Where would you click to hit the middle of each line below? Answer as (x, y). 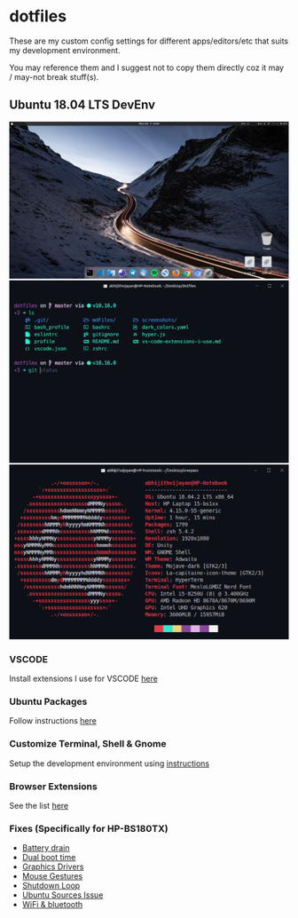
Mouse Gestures (52, 876)
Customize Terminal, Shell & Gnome (88, 744)
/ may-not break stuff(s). (54, 76)
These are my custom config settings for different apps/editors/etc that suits (149, 41)
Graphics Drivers (53, 867)
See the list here (39, 805)
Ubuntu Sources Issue (63, 895)
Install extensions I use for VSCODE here (83, 678)
